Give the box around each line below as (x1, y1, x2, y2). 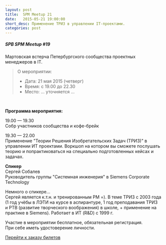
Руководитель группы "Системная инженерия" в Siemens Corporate (5, 174, 150, 180)
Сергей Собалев (5, 168, 41, 174)
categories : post (5, 26, 41, 31)
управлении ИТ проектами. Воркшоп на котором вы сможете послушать (5, 143, 161, 149)
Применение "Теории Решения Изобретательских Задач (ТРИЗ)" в (5, 138, 148, 144)
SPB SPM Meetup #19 (5, 41, 51, 47)
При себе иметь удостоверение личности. (5, 225, 95, 231)
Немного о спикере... (5, 189, 51, 195)
